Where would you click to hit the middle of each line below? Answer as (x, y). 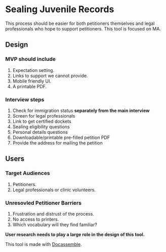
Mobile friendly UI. (32, 81)
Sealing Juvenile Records (60, 9)
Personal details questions (40, 132)
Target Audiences (28, 173)
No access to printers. (36, 219)
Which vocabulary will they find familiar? (55, 225)
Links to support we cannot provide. (50, 76)
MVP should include (31, 59)
